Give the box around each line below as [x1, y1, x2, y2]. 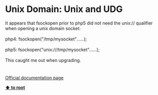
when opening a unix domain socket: [5, 25, 81, 31]
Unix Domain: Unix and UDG [5, 3, 123, 15]
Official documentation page [5, 75, 64, 81]
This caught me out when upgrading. [5, 57, 81, 63]
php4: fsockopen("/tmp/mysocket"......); [5, 36, 87, 42]
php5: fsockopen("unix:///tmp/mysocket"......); [5, 46, 100, 52]
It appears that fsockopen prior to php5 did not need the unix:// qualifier [5, 20, 153, 26]
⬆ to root [5, 84, 25, 90]
